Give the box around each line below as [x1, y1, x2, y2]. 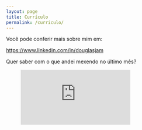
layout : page [6, 8, 38, 15]
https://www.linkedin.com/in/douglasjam [6, 47, 104, 54]
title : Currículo [6, 14, 49, 20]
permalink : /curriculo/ [6, 19, 64, 25]
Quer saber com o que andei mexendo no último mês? [6, 58, 137, 65]
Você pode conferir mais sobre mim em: [6, 36, 103, 43]
